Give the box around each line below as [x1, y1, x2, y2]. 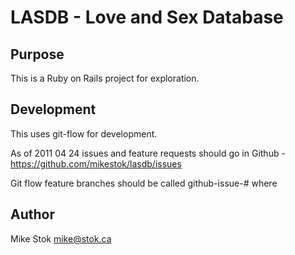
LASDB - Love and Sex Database [10, 6, 284, 29]
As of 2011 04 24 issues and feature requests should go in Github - [10, 147, 286, 159]
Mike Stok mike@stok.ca [10, 232, 112, 245]
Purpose [10, 46, 65, 63]
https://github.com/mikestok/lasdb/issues [10, 157, 182, 170]
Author [10, 206, 55, 223]
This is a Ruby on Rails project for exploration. [10, 72, 200, 84]
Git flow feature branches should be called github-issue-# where [10, 177, 278, 189]
